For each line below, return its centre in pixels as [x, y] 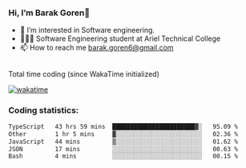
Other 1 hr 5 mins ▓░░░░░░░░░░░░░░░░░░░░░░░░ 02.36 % [123, 134]
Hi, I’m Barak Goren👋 [49, 13]
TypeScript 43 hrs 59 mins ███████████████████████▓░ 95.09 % [123, 126]
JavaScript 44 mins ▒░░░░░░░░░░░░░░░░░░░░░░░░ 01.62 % [123, 142]
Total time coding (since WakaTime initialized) [84, 74]
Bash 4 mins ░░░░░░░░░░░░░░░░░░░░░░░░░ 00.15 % [123, 156]
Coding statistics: [44, 110]
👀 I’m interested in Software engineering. [87, 30]
